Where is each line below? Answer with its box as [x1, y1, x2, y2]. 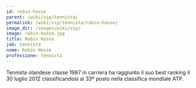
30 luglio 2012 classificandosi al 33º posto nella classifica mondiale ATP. [6, 75, 184, 82]
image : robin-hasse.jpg [6, 31, 65, 37]
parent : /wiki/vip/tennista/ [6, 14, 78, 20]
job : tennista [6, 42, 42, 48]
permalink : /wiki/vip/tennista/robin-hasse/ [6, 19, 118, 25]
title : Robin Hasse [6, 36, 55, 42]
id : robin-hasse [6, 8, 46, 15]
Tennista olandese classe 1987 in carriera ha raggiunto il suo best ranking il [6, 69, 190, 76]
